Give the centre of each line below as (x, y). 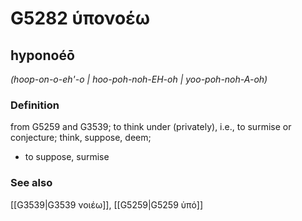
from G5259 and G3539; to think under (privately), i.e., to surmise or (151, 127)
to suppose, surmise (67, 157)
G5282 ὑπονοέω (80, 18)
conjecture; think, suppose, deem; (81, 138)
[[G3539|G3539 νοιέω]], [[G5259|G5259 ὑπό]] (106, 204)
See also (31, 183)
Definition (35, 105)
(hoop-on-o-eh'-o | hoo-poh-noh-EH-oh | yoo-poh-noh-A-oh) (139, 79)
